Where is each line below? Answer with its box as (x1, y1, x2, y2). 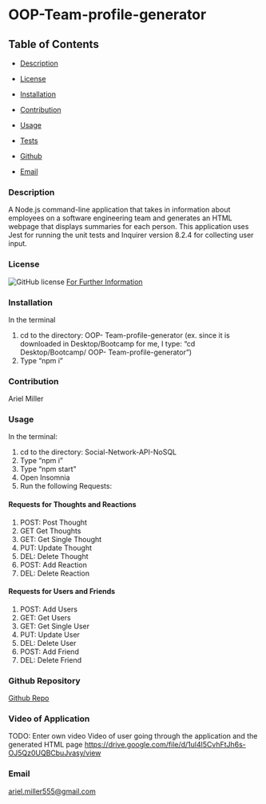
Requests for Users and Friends (8, 587, 116, 596)
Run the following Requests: (19, 481, 113, 491)
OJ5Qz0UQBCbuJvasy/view (8, 748, 101, 758)
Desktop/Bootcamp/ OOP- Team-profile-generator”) (19, 347, 193, 357)
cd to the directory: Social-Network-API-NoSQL (19, 447, 177, 457)
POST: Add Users (19, 604, 78, 614)
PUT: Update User (19, 629, 80, 640)
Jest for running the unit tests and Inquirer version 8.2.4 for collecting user (8, 230, 254, 240)
